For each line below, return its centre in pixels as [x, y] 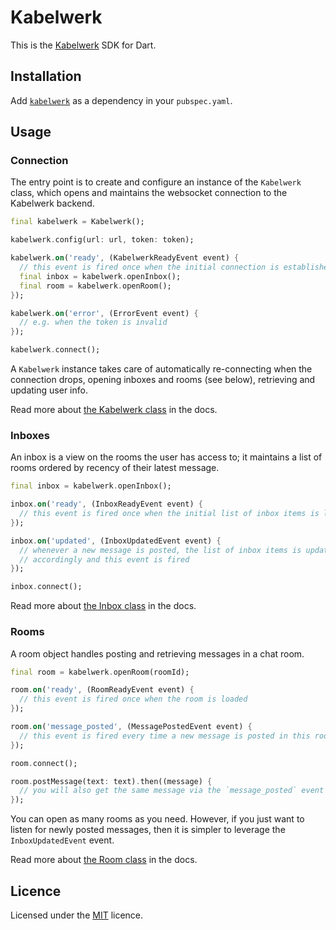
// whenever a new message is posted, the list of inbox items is [160, 550]
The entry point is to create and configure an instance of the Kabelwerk [156, 182]
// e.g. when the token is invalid [93, 322]
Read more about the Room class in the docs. [104, 860]
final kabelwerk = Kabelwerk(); [77, 222]
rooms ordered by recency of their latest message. [115, 468]
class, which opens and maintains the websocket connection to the [149, 193]
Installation [46, 76]
